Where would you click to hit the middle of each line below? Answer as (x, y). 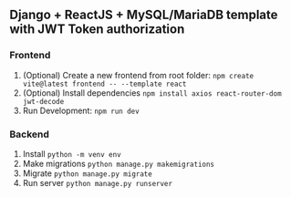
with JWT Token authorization (97, 30)
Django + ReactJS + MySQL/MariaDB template (144, 15)
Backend (30, 134)
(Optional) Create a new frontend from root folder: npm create (138, 75)
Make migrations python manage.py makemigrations (119, 163)
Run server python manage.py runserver (98, 182)
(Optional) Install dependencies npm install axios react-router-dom (152, 93)
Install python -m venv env (72, 153)
